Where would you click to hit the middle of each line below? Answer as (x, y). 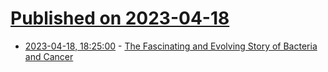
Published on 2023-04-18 (120, 18)
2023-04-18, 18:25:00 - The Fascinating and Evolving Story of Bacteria (171, 46)
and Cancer (49, 56)
